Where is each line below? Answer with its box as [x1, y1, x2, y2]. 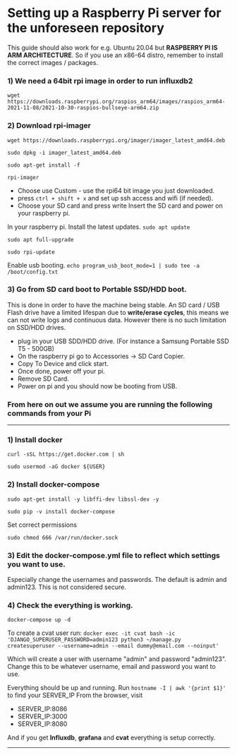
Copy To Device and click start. [17, 359, 109, 368]
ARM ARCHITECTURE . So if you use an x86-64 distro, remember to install [7, 51, 224, 59]
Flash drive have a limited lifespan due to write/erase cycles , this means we [7, 308, 229, 316]
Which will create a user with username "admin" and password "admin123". [7, 655, 227, 663]
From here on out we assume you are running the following [7, 399, 213, 409]
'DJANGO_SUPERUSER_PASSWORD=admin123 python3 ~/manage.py [7, 636, 181, 643]
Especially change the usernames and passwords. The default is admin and [7, 576, 227, 584]
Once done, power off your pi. [17, 367, 106, 375]
